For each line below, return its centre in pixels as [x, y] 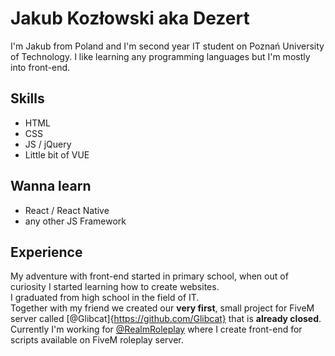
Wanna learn [51, 186]
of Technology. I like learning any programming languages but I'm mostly [160, 56]
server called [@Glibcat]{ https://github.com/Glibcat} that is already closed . [166, 319]
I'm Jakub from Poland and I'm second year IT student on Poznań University [167, 46]
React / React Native [67, 210]
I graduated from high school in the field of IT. [105, 298]
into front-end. [40, 67]
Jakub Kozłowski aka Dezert [130, 18]
